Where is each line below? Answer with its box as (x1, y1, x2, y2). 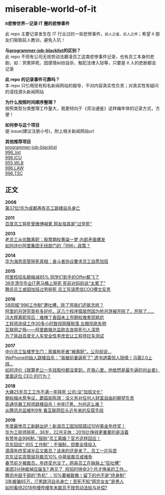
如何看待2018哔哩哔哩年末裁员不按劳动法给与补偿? (5, 484, 108, 491)
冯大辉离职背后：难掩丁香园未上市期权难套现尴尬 (5, 314, 104, 320)
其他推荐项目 (5, 138, 31, 144)
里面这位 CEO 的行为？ (5, 373, 52, 379)
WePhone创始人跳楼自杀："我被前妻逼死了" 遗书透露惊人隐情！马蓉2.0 (5, 355, 148, 361)
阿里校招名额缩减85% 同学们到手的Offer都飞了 (5, 274, 100, 280)
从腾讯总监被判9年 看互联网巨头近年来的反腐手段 (5, 407, 104, 413)
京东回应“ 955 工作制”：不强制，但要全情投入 (5, 441, 97, 447)
